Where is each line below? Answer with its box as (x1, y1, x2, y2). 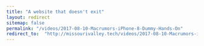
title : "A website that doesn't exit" (6, 8, 104, 15)
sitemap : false (6, 20, 45, 26)
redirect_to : (6, 31, 39, 37)
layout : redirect (6, 14, 50, 20)
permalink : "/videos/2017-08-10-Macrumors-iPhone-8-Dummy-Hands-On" (6, 25, 183, 32)
